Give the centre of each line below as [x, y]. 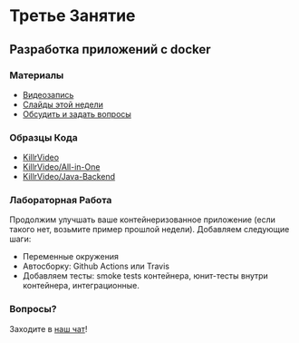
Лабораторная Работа [61, 201]
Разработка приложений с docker [110, 49]
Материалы [37, 75]
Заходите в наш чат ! [48, 328]
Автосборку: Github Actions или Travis [96, 266]
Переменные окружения [71, 257]
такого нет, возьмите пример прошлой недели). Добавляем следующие [149, 230]
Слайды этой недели [63, 104]
